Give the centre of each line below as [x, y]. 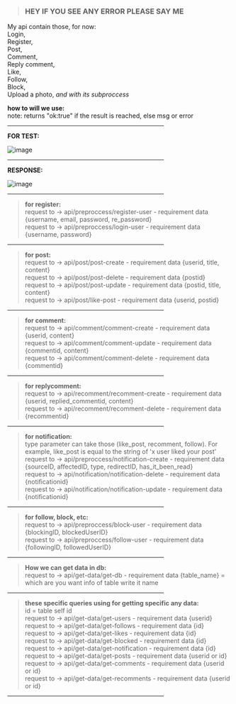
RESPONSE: [25, 170]
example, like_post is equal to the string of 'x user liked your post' [120, 452]
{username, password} [58, 235]
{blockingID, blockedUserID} [66, 532]
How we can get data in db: [66, 568]
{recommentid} [47, 416]
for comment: [45, 320]
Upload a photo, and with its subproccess [68, 94]
